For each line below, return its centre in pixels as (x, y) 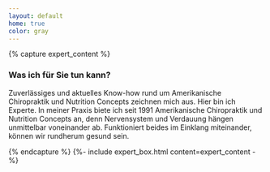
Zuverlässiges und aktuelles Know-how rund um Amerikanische (115, 92)
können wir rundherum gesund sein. (69, 135)
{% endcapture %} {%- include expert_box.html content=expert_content (130, 152)
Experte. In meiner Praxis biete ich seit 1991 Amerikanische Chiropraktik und (135, 110)
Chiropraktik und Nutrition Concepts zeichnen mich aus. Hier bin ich (122, 101)
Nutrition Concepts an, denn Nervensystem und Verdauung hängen (121, 118)
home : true (27, 24)
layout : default (36, 16)
